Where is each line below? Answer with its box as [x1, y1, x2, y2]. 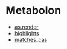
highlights [14, 29, 39, 36]
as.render [14, 23, 39, 30]
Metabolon [5, 4, 62, 17]
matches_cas [14, 36, 48, 43]
